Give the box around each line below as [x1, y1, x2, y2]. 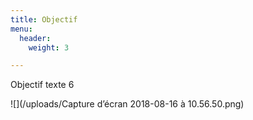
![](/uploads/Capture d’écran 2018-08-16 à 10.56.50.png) [10, 98, 245, 110]
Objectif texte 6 [10, 79, 75, 91]
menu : [10, 24, 33, 34]
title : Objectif [10, 14, 78, 25]
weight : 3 [28, 42, 70, 53]
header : [19, 33, 52, 43]
